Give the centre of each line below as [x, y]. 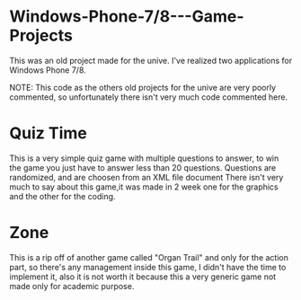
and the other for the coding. [62, 196]
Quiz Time [48, 133]
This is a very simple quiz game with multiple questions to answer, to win [144, 158]
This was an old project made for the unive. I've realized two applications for [151, 60]
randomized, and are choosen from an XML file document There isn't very [146, 177]
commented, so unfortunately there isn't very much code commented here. [149, 97]
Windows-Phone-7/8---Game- [127, 17]
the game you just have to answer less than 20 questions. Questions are [143, 167]
